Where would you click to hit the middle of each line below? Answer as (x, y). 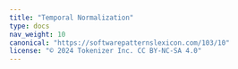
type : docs (30, 26)
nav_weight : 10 (38, 34)
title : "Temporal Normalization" (72, 17)
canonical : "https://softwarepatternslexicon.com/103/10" (119, 43)
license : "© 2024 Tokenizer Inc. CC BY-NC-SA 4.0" (106, 51)
